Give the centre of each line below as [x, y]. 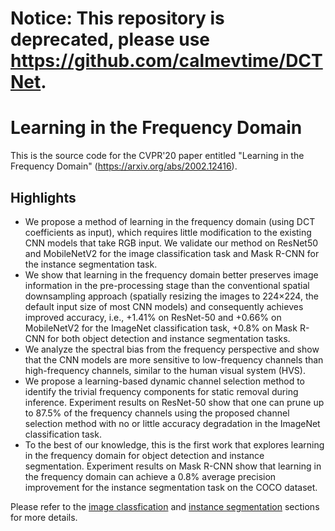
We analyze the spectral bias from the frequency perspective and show [172, 349]
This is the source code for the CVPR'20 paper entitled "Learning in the [157, 156]
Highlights [43, 197]
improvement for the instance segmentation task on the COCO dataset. [171, 487]
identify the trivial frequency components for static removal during [161, 391]
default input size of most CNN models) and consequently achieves [164, 306]
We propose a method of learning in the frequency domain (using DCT [170, 221]
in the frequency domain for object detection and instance [144, 455]
